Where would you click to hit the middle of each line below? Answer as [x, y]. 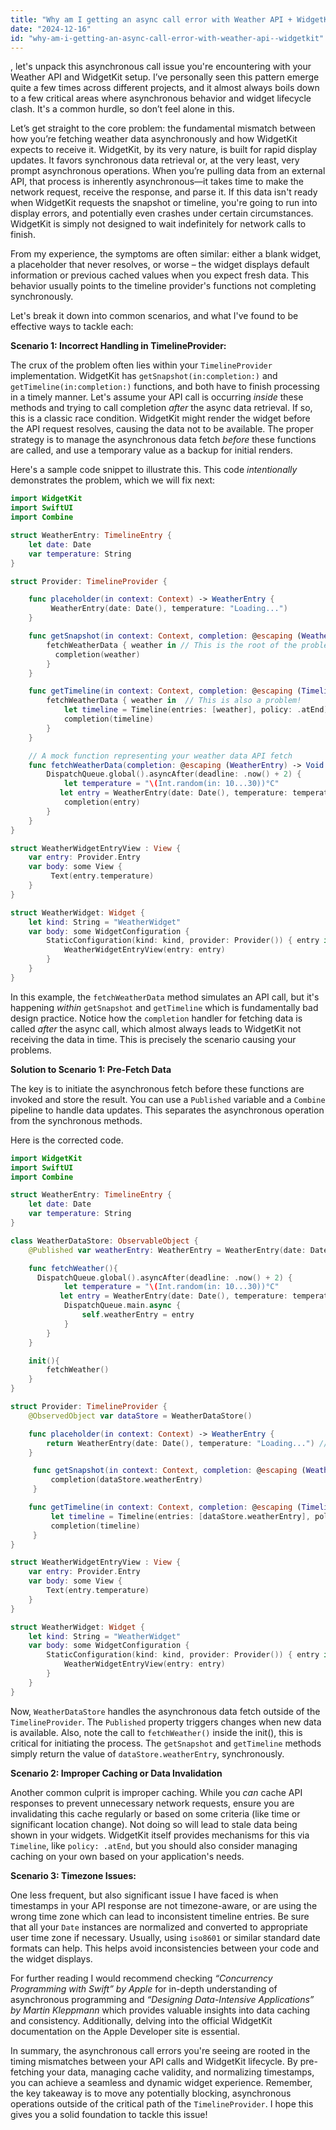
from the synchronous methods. [76, 1120]
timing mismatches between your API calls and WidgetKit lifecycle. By [154, 2061]
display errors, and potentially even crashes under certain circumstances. [162, 213]
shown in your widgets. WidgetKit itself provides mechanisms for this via [160, 1835]
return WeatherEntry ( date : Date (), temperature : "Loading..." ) [180, 1443]
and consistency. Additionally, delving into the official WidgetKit [141, 2020]
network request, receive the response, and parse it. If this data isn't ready [164, 192]
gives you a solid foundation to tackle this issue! [109, 2114]
